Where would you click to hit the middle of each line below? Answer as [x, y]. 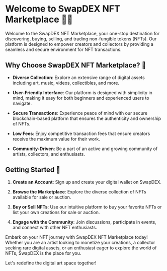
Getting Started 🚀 [33, 170]
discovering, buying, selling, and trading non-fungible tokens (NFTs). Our [81, 39]
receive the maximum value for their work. [56, 139]
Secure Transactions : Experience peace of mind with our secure [80, 113]
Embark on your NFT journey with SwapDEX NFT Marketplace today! [77, 237]
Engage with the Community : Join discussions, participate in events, [85, 222]
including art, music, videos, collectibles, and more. [66, 83]
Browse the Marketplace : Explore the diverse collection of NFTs [79, 191]
